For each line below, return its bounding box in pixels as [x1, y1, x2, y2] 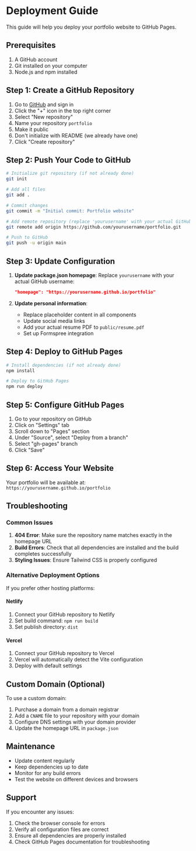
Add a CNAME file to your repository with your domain [14, 712, 140, 719]
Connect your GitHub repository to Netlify [14, 611, 115, 618]
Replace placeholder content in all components [23, 311, 136, 318]
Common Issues [6, 519, 54, 527]
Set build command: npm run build [14, 617, 99, 624]
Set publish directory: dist [14, 623, 79, 630]
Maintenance [6, 742, 55, 752]
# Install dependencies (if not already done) [6, 362, 121, 368]
